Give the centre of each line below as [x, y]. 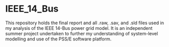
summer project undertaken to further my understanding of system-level [82, 33]
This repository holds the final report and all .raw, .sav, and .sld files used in [85, 23]
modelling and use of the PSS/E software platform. [58, 39]
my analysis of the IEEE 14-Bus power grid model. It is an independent [79, 28]
